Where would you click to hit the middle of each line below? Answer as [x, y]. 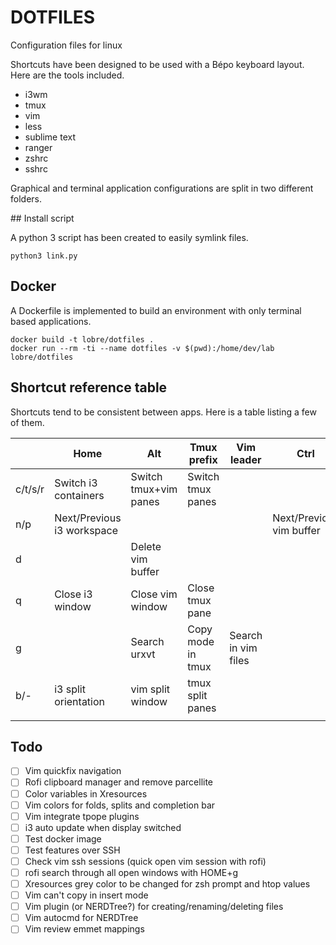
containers [79, 495]
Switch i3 [76, 483]
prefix [203, 459]
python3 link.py [44, 256]
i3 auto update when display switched [103, 827]
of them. [27, 422]
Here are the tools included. [67, 75]
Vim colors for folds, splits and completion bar [120, 805]
